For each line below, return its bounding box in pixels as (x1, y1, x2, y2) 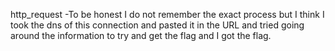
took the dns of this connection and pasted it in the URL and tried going (10, 19, 305, 31)
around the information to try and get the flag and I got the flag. (10, 30, 272, 41)
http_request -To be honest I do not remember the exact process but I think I (10, 9, 325, 20)
